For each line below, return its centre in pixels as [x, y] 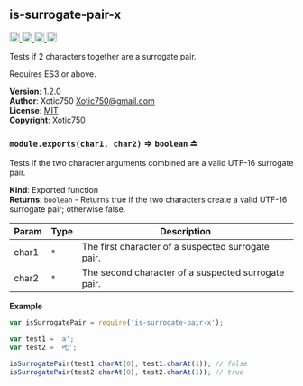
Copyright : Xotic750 [47, 120]
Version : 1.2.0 [35, 91]
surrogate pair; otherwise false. [68, 209]
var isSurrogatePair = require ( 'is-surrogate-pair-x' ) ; [116, 323]
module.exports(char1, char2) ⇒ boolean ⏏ [104, 143]
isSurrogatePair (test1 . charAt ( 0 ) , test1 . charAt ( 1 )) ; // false [129, 363]
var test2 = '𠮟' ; [43, 347]
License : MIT [34, 110]
